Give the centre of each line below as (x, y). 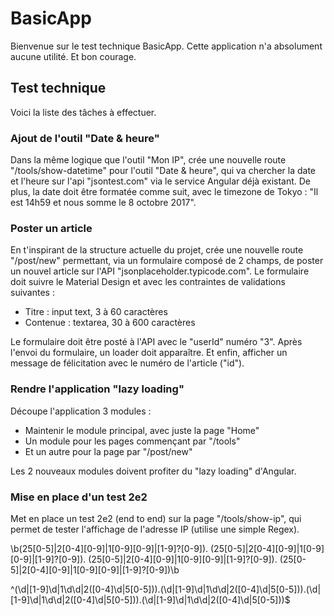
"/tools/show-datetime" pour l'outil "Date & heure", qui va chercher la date (163, 171)
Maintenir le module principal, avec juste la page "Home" (142, 430)
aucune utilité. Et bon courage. (73, 56)
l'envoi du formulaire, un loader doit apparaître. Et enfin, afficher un (149, 353)
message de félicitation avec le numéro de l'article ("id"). (127, 363)
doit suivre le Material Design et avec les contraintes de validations (148, 282)
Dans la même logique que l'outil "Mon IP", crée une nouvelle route (148, 160)
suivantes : (32, 293)
